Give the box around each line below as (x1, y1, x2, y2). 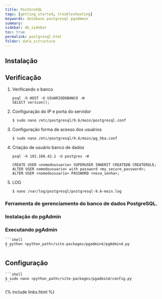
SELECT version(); (12, 100, 50, 105)
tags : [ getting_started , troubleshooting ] (5, 12, 93, 17)
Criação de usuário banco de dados (12, 144, 84, 150)
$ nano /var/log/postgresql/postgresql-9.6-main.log (12, 188, 122, 194)
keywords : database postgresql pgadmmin (5, 16, 89, 21)
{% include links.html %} (5, 289, 55, 295)
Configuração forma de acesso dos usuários (12, 126, 102, 132)
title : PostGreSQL (5, 7, 42, 12)
